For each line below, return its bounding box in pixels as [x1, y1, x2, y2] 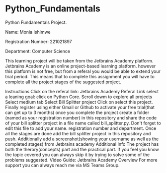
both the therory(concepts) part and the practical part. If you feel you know [5, 146, 159, 152]
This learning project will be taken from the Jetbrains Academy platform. [5, 58, 154, 63]
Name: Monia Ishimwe [5, 29, 51, 35]
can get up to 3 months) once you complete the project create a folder [5, 110, 150, 115]
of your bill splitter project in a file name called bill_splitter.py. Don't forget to [5, 120, 162, 126]
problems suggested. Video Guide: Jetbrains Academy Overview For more [5, 157, 158, 163]
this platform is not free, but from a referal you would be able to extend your [5, 68, 161, 74]
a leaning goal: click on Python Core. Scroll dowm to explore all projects [5, 94, 153, 100]
